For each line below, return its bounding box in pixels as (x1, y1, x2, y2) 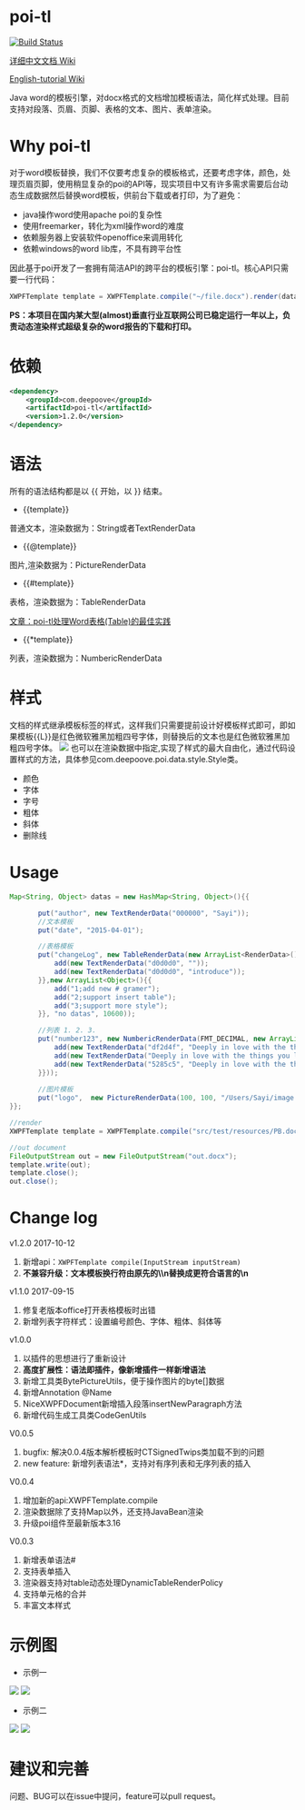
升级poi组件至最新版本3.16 (22, 1517, 121, 1528)
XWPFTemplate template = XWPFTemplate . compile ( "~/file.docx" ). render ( (9, 292, 282, 301)
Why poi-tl (9, 136, 91, 156)
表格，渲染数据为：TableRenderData (9, 597, 146, 607)
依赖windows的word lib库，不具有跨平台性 (22, 243, 182, 254)
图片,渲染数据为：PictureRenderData (9, 560, 147, 570)
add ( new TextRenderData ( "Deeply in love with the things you (54, 1051, 290, 1060)
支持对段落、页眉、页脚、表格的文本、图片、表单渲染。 (9, 103, 216, 114)
